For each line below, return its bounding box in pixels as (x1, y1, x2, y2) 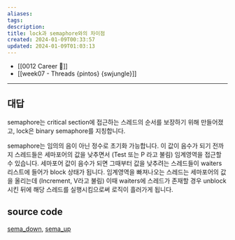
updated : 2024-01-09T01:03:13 (7, 43, 96, 50)
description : (7, 23, 45, 30)
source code (7, 206, 63, 218)
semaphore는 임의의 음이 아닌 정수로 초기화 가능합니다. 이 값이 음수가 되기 (7, 141, 211, 150)
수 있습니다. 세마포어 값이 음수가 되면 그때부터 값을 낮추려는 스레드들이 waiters (7, 159, 222, 167)
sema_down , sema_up (7, 225, 71, 233)
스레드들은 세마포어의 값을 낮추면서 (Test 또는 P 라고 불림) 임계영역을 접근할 (14, 150, 222, 158)
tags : (7, 17, 23, 24)
